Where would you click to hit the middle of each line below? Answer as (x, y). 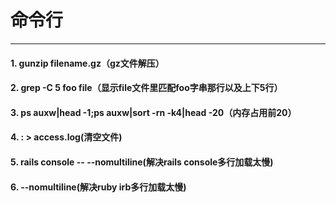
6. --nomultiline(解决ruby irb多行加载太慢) (98, 187)
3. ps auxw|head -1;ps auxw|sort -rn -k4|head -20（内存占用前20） (153, 112)
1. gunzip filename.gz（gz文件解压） (87, 63)
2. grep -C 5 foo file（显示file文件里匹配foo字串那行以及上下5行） (146, 88)
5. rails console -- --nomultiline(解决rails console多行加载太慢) (142, 162)
